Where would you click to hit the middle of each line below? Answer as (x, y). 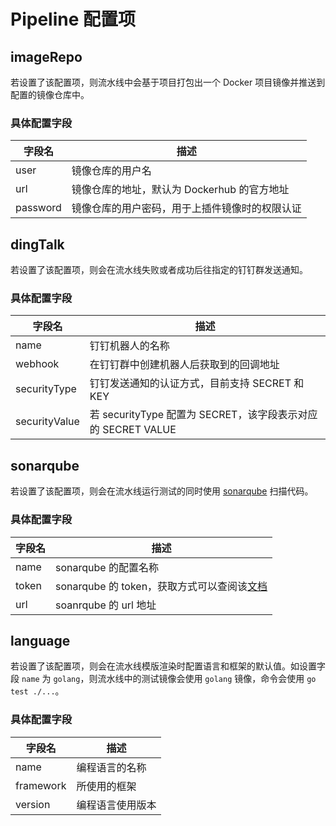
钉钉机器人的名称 (129, 346)
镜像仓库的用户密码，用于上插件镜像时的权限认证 (186, 208)
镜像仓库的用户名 (111, 171)
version (33, 804)
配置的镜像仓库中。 (50, 94)
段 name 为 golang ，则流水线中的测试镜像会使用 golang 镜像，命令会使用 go (163, 679)
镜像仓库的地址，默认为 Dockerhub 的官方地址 (180, 190)
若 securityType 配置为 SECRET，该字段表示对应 (203, 415)
